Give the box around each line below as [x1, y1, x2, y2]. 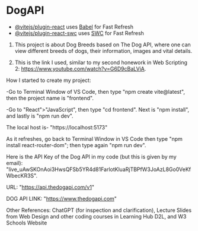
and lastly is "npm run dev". [6, 112, 74, 119]
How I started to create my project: [6, 77, 91, 84]
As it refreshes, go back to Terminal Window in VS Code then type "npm [6, 135, 183, 143]
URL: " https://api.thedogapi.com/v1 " [6, 183, 95, 191]
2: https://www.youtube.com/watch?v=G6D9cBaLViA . [14, 65, 146, 72]
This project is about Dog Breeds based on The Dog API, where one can [14, 41, 191, 48]
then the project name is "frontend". [6, 94, 94, 102]
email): [6, 159, 23, 166]
